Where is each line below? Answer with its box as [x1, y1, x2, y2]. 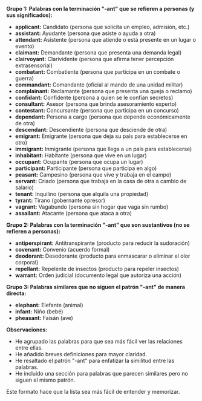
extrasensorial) [15, 62, 53, 69]
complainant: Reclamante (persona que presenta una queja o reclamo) [15, 88, 192, 94]
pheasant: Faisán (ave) [15, 315, 74, 321]
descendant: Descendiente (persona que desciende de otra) [15, 126, 168, 133]
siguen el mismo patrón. [15, 376, 76, 383]
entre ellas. [15, 344, 44, 351]
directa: [6, 290, 27, 297]
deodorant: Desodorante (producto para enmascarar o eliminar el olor [15, 252, 191, 259]
